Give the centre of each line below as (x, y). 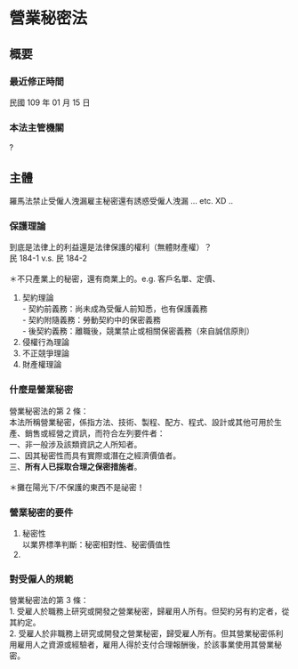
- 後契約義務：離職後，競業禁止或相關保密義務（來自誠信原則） (138, 331)
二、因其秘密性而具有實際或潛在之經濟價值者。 (95, 455)
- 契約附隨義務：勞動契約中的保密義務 (92, 320)
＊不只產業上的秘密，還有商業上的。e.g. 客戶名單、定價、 (115, 279)
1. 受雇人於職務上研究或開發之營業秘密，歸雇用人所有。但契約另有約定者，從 (149, 611)
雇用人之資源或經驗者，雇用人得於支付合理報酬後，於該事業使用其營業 (145, 645)
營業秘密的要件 (41, 512)
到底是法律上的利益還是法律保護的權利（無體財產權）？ (110, 247)
